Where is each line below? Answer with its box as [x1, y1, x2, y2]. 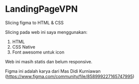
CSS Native [12, 44, 36, 50]
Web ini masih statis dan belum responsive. [5, 58, 93, 64]
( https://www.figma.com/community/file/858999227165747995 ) [5, 73, 135, 79]
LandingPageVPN [5, 3, 78, 15]
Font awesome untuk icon [12, 49, 65, 55]
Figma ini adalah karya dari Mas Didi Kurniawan [5, 68, 101, 74]
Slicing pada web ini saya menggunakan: [5, 29, 88, 35]
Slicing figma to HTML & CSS [5, 20, 64, 26]
